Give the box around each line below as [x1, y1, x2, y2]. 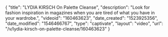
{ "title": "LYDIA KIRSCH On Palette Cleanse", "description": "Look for [5, 5, 150, 10]
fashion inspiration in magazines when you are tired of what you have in [5, 10, 155, 16]
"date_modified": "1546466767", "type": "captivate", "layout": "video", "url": [5, 20, 163, 26]
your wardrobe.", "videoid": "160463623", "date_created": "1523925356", [5, 15, 158, 21]
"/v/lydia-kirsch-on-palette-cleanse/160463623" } [5, 26, 110, 32]
